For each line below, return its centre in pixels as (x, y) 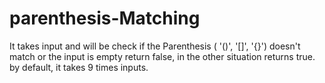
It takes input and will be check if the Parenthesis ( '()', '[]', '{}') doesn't (155, 46)
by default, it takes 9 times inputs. (79, 67)
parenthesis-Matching (105, 18)
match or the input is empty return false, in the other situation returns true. (162, 56)
